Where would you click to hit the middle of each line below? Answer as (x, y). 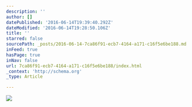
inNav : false (22, 60)
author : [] (19, 17)
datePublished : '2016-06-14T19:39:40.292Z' (60, 22)
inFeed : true (22, 50)
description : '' (26, 11)
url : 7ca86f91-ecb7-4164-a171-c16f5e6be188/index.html (74, 66)
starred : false (25, 39)
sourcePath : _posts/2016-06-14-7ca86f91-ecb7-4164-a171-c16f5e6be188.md (96, 44)
